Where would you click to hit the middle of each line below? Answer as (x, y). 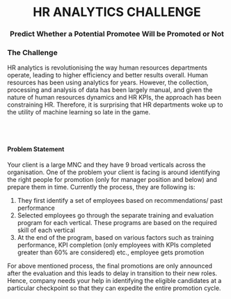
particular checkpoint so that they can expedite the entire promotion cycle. (114, 288)
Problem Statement (36, 149)
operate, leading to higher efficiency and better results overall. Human (108, 75)
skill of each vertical (46, 230)
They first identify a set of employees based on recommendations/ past (120, 200)
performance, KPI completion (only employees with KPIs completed (114, 245)
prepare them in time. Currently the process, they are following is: (101, 187)
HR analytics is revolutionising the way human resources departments (107, 68)
